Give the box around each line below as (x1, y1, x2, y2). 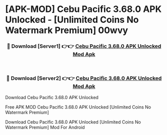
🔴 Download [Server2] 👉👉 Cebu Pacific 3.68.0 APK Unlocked (6, 75, 162, 82)
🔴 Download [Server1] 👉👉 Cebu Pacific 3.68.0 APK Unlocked (6, 43, 161, 50)
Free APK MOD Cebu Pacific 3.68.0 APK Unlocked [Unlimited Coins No (5, 104, 151, 110)
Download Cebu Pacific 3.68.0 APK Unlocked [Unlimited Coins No (5, 119, 141, 125)
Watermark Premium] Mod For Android (5, 124, 85, 130)
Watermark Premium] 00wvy (5, 25, 128, 36)
